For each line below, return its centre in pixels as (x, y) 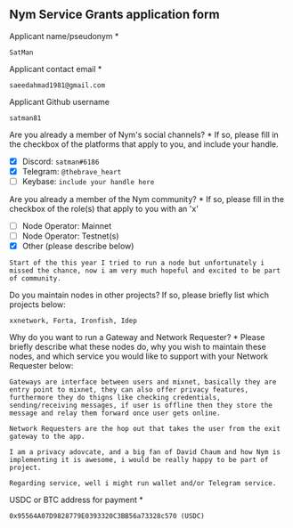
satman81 (25, 118)
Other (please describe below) (78, 246)
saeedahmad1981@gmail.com (57, 85)
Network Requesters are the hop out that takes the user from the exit (145, 429)
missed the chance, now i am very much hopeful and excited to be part (145, 271)
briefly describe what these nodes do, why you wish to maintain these (138, 347)
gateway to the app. (48, 437)
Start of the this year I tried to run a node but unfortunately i (137, 263)
